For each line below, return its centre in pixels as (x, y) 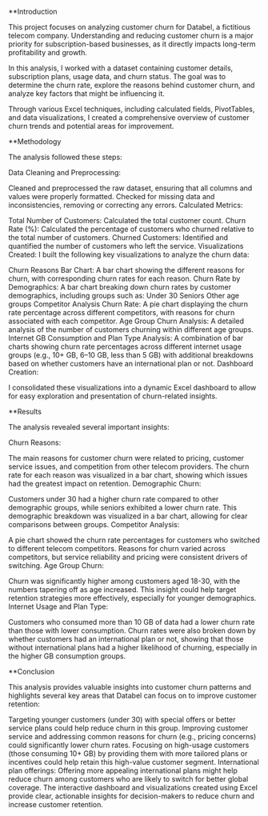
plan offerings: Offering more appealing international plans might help (123, 770)
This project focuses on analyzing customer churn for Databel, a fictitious (129, 27)
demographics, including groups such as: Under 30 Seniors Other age (124, 296)
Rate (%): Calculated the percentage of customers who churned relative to (131, 229)
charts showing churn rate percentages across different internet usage (125, 346)
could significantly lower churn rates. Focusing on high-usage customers (129, 745)
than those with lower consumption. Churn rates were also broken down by (132, 630)
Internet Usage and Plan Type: (58, 606)
